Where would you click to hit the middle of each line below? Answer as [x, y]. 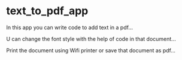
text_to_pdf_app [47, 11]
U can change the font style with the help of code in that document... [91, 39]
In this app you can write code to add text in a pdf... [70, 27]
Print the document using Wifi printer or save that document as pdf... [91, 50]
